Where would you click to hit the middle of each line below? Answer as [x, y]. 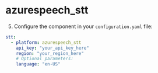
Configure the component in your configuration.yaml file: [83, 26]
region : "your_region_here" [50, 53]
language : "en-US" [38, 64]
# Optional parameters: [45, 59]
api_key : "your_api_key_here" [53, 48]
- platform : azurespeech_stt [46, 42]
